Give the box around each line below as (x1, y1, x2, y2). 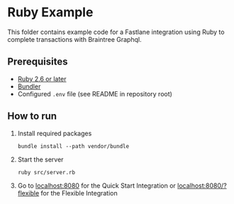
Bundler (17, 82, 41, 91)
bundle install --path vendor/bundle (17, 142, 130, 149)
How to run (7, 110, 57, 123)
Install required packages (17, 129, 92, 137)
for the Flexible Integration (40, 188, 118, 197)
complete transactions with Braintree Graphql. (7, 35, 142, 43)
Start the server (17, 155, 64, 164)
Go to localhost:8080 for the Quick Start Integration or (17, 181, 176, 190)
